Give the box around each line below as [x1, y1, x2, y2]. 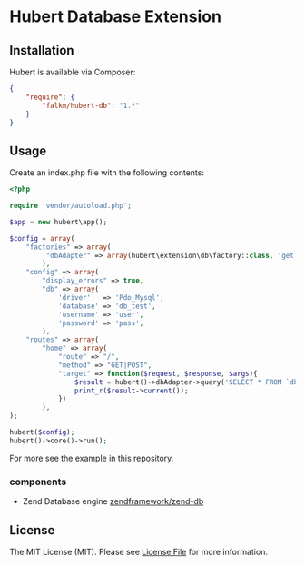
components [9, 475, 67, 488]
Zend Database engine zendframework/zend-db [22, 496, 204, 507]
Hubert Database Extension [9, 6, 222, 27]
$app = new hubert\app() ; [9, 217, 107, 226]
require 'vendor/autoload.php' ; [9, 202, 132, 211]
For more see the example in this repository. [9, 452, 174, 463]
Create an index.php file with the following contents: [9, 167, 204, 178]
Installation [9, 43, 74, 58]
